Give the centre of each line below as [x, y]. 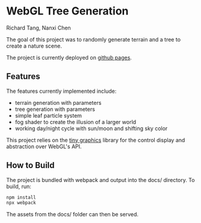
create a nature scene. [34, 46]
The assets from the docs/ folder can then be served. [73, 215]
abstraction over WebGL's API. [44, 146]
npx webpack [21, 203]
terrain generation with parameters [58, 102]
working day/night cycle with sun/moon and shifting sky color [91, 128]
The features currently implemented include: [61, 91]
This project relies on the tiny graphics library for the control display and [96, 140]
